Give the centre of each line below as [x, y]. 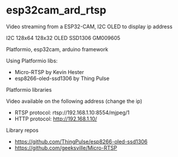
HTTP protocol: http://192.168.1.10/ [56, 119]
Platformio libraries [29, 89]
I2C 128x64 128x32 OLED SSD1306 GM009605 [63, 38]
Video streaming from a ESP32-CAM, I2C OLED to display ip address [89, 26]
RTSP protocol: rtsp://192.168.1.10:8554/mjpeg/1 [72, 112]
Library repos [22, 130]
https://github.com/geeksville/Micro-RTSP [66, 148]
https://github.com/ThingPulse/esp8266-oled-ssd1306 [81, 141]
